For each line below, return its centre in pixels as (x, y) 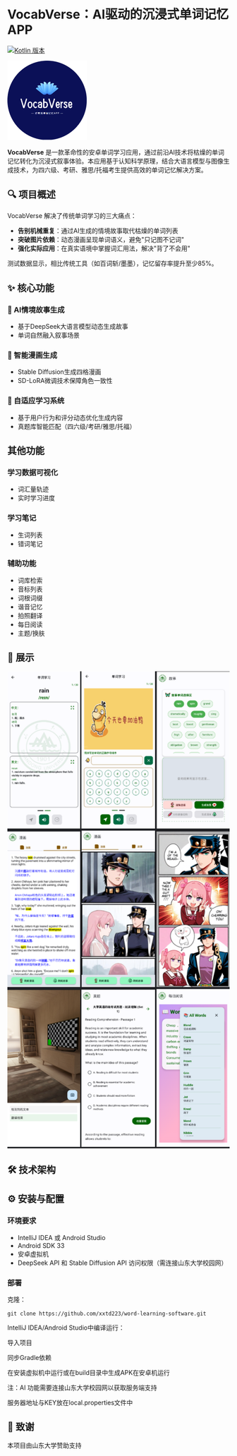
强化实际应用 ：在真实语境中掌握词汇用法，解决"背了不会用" (104, 248)
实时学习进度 (36, 498)
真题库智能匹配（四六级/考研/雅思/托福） (77, 426)
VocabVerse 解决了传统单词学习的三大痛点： (72, 216)
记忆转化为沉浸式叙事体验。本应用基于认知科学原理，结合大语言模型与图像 (115, 161)
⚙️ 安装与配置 (36, 1199)
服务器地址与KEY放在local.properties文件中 (70, 1402)
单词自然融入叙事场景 (48, 335)
